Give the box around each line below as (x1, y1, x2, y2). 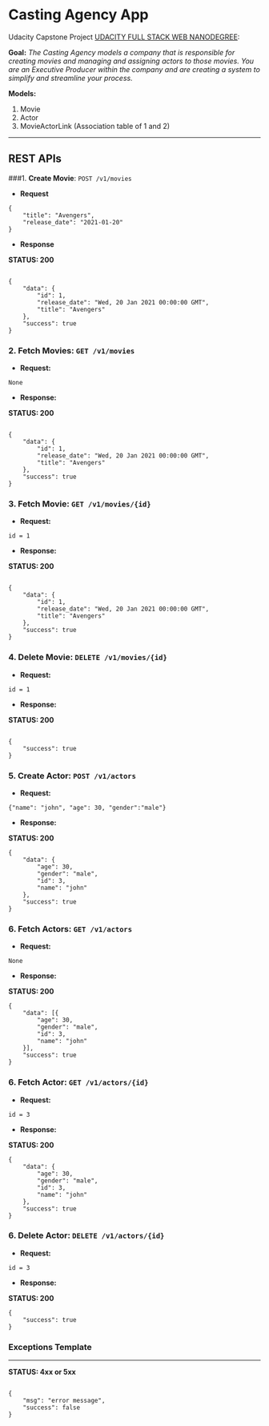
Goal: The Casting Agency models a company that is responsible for (8, 47, 235, 57)
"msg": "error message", (22, 1396, 106, 1405)
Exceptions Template (8, 1341, 92, 1352)
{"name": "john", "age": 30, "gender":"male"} (8, 804, 167, 812)
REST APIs (8, 152, 62, 166)
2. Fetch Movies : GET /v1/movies (8, 344, 135, 356)
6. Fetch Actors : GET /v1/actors (8, 923, 133, 934)
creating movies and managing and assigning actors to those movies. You (8, 56, 255, 66)
